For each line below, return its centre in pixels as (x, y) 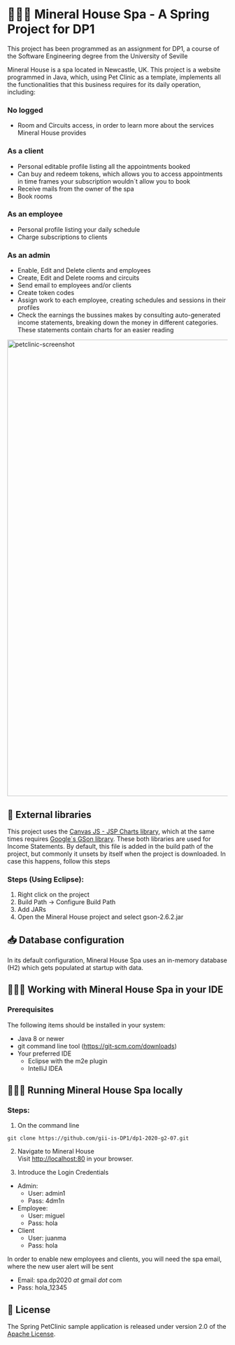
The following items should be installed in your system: (86, 1025)
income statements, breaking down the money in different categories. (117, 322)
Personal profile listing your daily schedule (79, 229)
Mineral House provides (52, 133)
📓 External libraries (50, 815)
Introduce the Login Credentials (63, 1173)
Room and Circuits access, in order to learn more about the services (116, 125)
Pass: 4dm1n (46, 1201)
